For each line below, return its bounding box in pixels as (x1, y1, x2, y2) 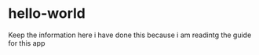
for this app (8, 38, 46, 47)
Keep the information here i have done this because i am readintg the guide (8, 30, 252, 40)
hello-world (8, 5, 86, 22)
